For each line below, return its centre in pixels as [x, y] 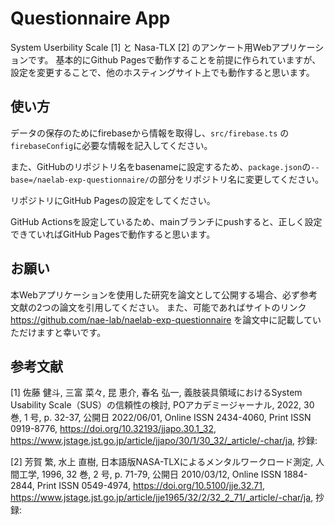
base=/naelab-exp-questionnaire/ [80, 180]
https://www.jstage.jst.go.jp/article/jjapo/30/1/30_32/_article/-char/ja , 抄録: [164, 441]
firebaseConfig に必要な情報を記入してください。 [111, 145]
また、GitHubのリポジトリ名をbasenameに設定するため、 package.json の [161, 166]
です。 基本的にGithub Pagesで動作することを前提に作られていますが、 [174, 59]
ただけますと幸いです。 [58, 332]
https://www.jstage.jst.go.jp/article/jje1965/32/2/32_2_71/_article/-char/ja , [162, 498]
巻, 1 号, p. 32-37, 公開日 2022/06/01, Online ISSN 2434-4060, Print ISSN [161, 418]
